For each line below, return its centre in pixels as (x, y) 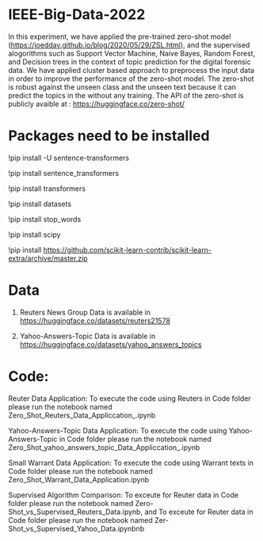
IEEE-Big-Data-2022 (77, 15)
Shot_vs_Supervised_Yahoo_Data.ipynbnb (76, 528)
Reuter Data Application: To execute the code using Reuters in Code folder (130, 398)
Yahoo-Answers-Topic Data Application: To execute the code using (118, 430)
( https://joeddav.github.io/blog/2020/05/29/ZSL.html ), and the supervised (129, 44)
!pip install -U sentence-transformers (69, 158)
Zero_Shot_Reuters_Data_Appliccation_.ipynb (82, 415)
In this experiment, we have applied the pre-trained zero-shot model (120, 36)
